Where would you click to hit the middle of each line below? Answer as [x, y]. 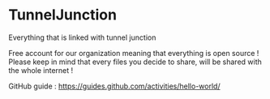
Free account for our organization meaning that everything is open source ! [134, 53]
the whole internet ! [41, 70]
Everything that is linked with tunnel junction [82, 37]
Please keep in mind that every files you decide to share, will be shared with [135, 62]
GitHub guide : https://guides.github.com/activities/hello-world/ [114, 86]
